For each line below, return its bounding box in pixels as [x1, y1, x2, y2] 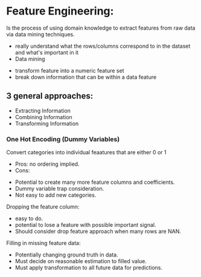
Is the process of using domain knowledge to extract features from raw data [6, 24, 196, 31]
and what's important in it [14, 48, 79, 56]
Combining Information [14, 113, 72, 120]
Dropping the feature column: [6, 203, 80, 210]
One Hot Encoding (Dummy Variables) [6, 135, 120, 143]
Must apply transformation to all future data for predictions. [14, 264, 163, 272]
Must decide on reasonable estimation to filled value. [14, 258, 147, 265]
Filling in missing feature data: [6, 240, 81, 247]
